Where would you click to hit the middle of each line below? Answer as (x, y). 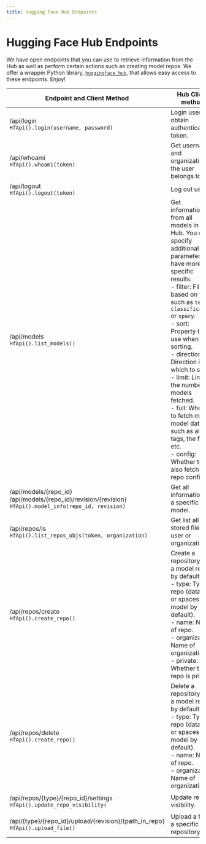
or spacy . (183, 316)
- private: (184, 660)
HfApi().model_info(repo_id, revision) (67, 506)
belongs (182, 176)
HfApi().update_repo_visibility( (58, 805)
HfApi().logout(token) (42, 193)
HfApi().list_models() (42, 343)
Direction (184, 362)
